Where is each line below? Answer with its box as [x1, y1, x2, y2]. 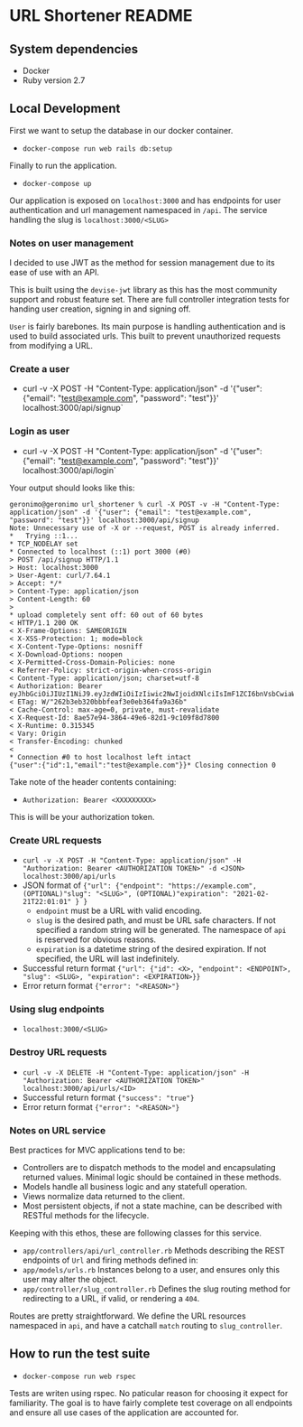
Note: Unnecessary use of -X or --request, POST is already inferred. [9, 523, 280, 533]
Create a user [9, 363, 70, 376]
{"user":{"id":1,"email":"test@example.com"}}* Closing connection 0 [9, 760, 277, 769]
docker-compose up [22, 179, 92, 188]
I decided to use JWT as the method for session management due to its [9, 257, 275, 268]
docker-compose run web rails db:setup [22, 144, 173, 154]
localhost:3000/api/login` [22, 464, 117, 475]
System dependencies [9, 42, 138, 57]
